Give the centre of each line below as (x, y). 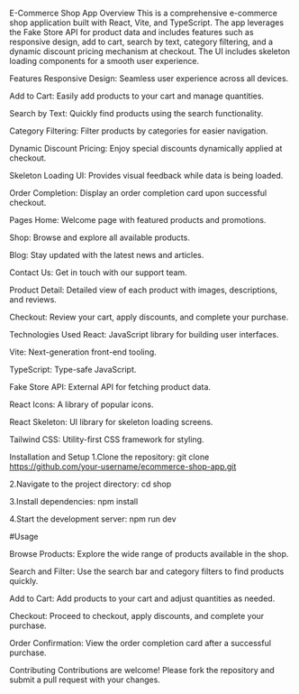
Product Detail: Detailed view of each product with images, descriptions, (144, 290)
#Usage (24, 537)
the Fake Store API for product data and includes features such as (131, 32)
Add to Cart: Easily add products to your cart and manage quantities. (136, 96)
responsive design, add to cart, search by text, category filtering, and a (141, 42)
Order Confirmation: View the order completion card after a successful (140, 643)
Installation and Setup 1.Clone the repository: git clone (109, 457)
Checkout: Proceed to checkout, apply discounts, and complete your (137, 616)
